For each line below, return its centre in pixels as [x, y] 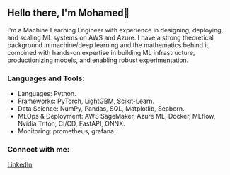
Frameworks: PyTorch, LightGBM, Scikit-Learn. [86, 101]
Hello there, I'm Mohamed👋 [69, 13]
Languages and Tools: [46, 78]
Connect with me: [39, 150]
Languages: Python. [47, 94]
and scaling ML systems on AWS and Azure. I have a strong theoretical [110, 37]
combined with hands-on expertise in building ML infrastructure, [101, 52]
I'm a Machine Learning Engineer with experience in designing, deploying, [115, 30]
